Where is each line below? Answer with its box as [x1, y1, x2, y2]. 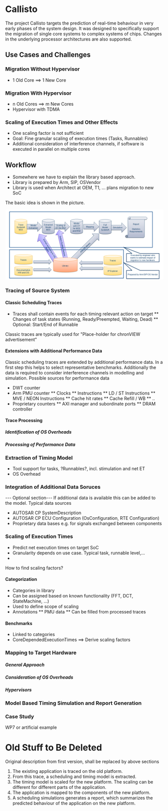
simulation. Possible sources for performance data [5, 375, 109, 381]
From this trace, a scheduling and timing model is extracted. [12, 773, 136, 780]
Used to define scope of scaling [12, 603, 79, 610]
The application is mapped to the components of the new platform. [12, 789, 151, 795]
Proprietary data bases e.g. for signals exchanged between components [12, 520, 162, 527]
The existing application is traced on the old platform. [12, 768, 123, 774]
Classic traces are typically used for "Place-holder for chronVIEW [5, 331, 140, 337]
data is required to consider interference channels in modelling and [5, 369, 144, 375]
